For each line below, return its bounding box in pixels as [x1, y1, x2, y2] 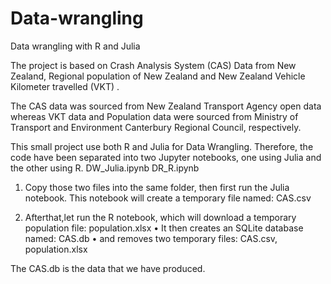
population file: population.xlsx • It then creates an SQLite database [24, 222, 304, 234]
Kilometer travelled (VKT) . [10, 80, 120, 92]
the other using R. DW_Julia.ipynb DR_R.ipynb [10, 162, 200, 174]
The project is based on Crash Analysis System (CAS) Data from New [10, 59, 297, 71]
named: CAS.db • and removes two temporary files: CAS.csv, [24, 232, 278, 244]
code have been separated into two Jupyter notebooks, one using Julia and [10, 151, 322, 163]
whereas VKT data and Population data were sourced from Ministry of [10, 110, 299, 122]
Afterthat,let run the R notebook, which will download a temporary [24, 211, 297, 223]
